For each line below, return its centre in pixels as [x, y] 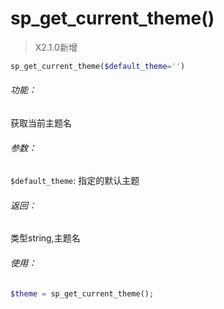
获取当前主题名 [41, 123]
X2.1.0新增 [56, 47]
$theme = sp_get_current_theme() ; [82, 293]
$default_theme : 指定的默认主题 [75, 181]
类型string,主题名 [45, 238]
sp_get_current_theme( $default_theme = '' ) [98, 66]
